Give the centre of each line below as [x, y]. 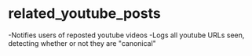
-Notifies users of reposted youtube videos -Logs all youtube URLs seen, [126, 35]
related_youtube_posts [84, 14]
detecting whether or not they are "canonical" [82, 43]
